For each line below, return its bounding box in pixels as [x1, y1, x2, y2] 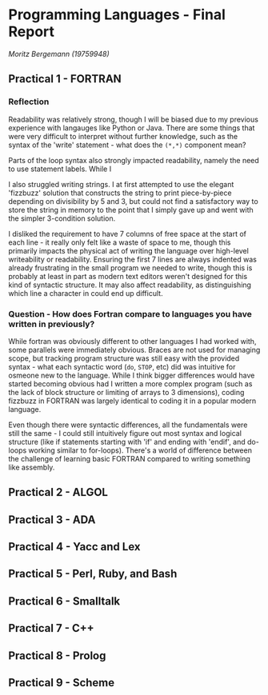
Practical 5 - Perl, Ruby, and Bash [8, 567, 178, 581]
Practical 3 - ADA [8, 513, 96, 526]
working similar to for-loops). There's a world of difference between [28, 445, 252, 455]
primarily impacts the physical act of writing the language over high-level [8, 246, 250, 255]
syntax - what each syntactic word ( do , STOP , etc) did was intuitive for [8, 361, 236, 371]
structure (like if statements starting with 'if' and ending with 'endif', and [8, 437, 246, 446]
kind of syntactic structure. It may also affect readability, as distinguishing [8, 280, 252, 290]
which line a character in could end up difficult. [8, 288, 163, 298]
